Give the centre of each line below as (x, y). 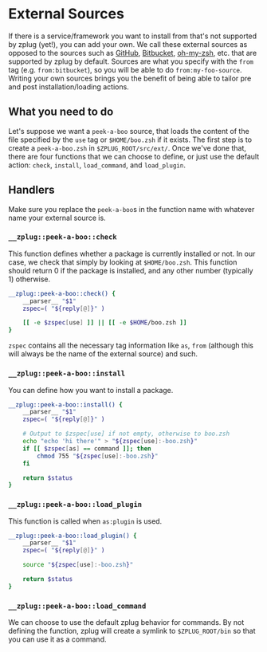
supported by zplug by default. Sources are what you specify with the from (131, 61)
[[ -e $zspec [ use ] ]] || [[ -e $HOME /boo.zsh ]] (105, 323)
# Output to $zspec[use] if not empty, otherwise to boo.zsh (126, 434)
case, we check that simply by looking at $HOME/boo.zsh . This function (123, 262)
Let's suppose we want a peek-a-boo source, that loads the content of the (129, 131)
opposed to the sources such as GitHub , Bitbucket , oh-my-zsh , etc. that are (133, 53)
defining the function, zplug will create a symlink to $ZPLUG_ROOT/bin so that (132, 631)
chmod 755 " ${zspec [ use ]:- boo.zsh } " (98, 456)
